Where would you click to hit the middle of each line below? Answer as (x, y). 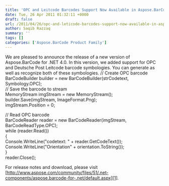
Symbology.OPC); (24, 83)
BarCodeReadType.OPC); (31, 125)
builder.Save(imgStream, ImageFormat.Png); (51, 100)
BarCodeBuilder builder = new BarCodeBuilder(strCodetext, (67, 78)
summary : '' (18, 33)
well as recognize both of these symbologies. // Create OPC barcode (76, 73)
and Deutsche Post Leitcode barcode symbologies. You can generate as (80, 67)
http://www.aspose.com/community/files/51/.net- (58, 172)
